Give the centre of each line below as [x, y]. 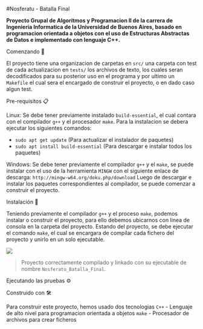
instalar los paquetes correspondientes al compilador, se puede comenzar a [101, 184]
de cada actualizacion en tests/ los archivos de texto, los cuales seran [95, 70]
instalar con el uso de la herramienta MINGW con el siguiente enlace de [92, 171]
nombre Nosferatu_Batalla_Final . [63, 269]
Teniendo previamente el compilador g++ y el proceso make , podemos [92, 214]
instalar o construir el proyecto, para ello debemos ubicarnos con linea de [98, 220]
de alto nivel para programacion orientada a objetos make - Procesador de [98, 313]
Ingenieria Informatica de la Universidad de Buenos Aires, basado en [94, 27]
